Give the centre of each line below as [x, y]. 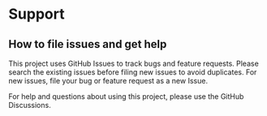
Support [37, 14]
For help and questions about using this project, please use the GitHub [126, 97]
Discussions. [30, 105]
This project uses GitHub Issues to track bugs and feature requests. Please [134, 63]
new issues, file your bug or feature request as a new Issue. [108, 81]
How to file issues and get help [88, 44]
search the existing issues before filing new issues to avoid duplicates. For [133, 72]
